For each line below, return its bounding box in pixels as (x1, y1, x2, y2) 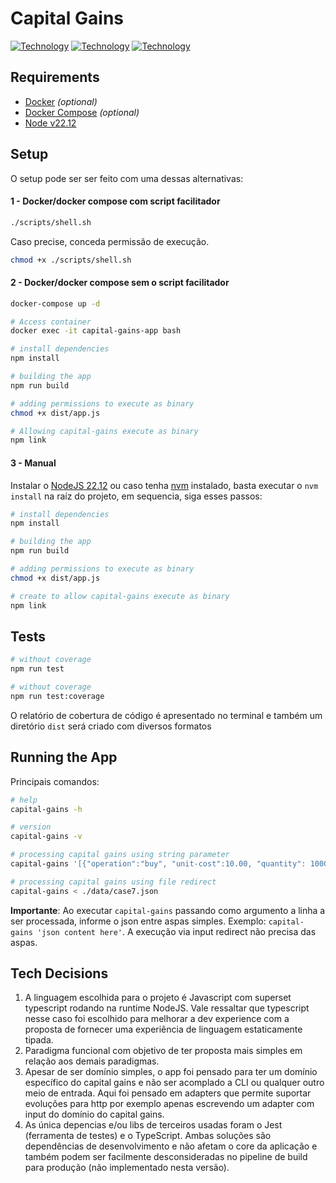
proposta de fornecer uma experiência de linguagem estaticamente (24, 1023, 303, 1036)
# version (10, 822, 52, 832)
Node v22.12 (24, 117, 77, 129)
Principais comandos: (10, 775, 100, 787)
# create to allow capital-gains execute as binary (10, 591, 230, 601)
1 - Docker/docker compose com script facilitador (10, 195, 221, 207)
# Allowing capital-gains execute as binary (10, 426, 199, 436)
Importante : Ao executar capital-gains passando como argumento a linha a (10, 904, 326, 916)
